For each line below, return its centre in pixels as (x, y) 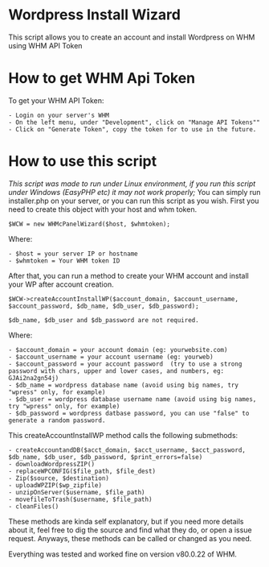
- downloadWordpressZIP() (51, 464)
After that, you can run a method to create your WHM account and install (128, 275)
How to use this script (83, 161)
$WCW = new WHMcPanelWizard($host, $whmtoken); (90, 224)
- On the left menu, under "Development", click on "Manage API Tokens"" (134, 122)
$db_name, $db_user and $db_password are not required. (104, 320)
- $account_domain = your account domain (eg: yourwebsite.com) (118, 350)
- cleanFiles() (34, 506)
